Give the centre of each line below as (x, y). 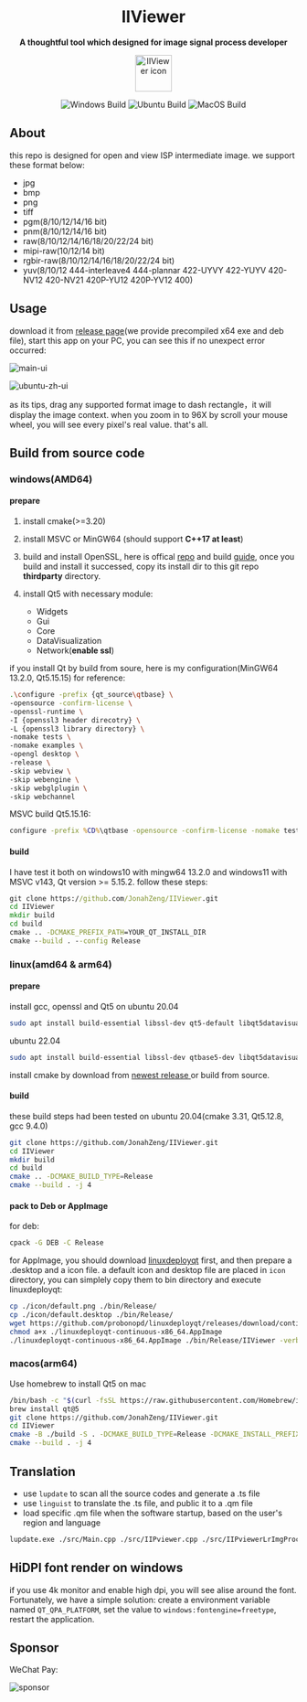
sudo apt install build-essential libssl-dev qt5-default (122, 1023)
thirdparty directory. (62, 576)
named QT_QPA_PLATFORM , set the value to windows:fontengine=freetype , (143, 1609)
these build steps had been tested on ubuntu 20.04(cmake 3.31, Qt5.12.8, (147, 1116)
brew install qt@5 (44, 1409)
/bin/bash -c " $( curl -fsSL (63, 1400)
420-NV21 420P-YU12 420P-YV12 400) (119, 280)
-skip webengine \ (44, 779)
